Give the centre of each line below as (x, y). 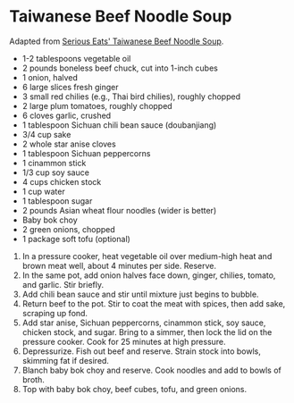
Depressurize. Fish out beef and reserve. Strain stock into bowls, (141, 351)
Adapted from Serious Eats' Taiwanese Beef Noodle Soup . (117, 41)
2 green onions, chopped (69, 229)
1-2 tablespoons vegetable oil (76, 58)
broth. (33, 379)
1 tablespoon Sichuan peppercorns (86, 153)
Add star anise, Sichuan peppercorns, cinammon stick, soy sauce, (144, 323)
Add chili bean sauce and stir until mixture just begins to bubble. (140, 294)
